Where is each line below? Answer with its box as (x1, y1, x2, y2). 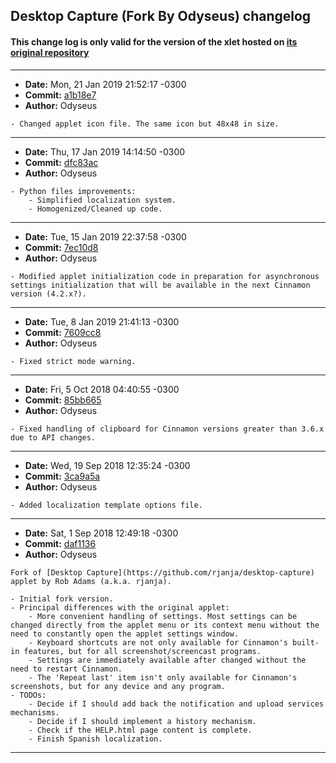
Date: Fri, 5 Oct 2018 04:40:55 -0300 (24, 383, 180, 395)
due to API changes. (10, 432, 97, 443)
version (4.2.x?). (10, 289, 87, 299)
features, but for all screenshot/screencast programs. (23, 646, 262, 656)
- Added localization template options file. (10, 500, 203, 510)
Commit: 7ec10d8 (24, 241, 99, 253)
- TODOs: (10, 690, 47, 700)
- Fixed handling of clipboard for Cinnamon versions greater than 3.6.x (10, 424, 325, 434)
